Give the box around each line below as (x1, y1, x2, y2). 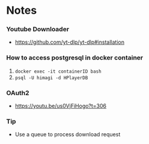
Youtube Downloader (6, 25, 70, 34)
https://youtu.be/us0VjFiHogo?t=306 (14, 103, 107, 110)
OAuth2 (6, 88, 29, 97)
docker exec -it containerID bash (14, 68, 102, 74)
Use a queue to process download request (14, 131, 121, 138)
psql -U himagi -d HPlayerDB (14, 74, 88, 81)
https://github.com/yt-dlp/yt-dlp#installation (14, 38, 125, 46)
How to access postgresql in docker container (6, 53, 144, 62)
